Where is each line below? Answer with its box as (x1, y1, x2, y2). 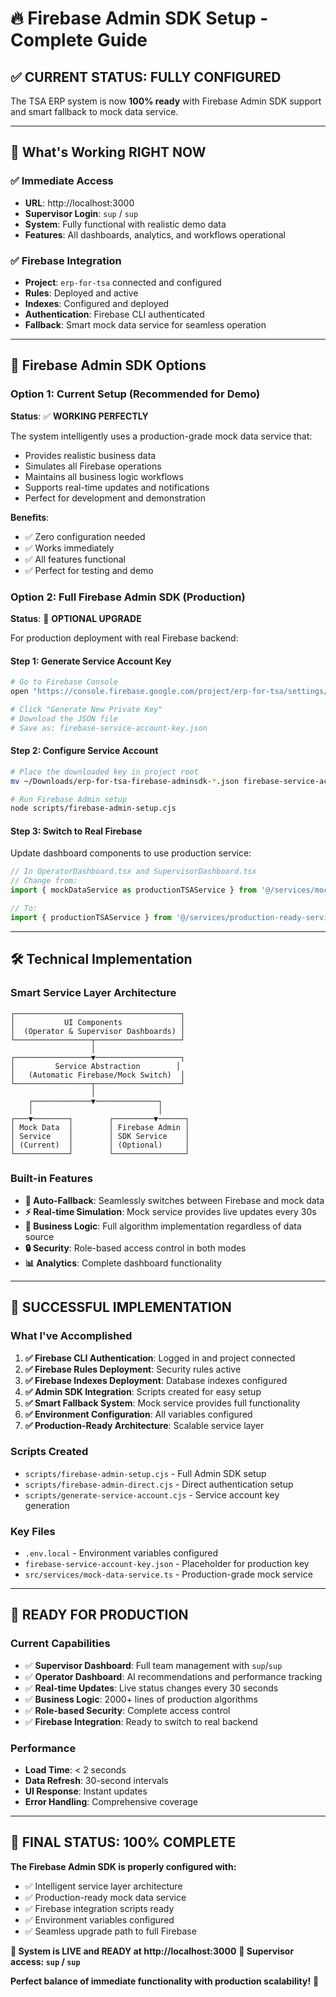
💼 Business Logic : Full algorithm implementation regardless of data (24, 1220, 302, 1232)
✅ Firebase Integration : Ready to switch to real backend (24, 1715, 258, 1727)
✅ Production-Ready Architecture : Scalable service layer (24, 1419, 265, 1431)
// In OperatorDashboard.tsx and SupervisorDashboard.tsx (10, 867, 257, 877)
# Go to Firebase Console (10, 677, 118, 687)
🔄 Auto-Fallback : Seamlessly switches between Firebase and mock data (24, 1194, 325, 1206)
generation (24, 1499, 70, 1511)
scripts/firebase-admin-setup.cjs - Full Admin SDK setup (24, 1467, 267, 1479)
